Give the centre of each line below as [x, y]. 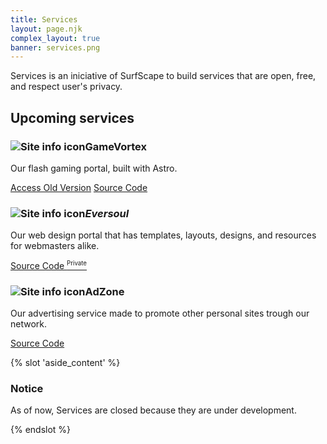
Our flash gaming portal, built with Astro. [94, 168]
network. [29, 324]
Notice [27, 389]
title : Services [44, 19]
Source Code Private [49, 265]
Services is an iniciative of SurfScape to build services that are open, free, [163, 76]
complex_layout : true [55, 38]
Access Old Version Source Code [79, 187]
